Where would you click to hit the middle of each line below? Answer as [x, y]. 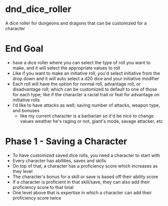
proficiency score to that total [43, 187]
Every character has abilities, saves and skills [59, 160]
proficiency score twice [37, 198]
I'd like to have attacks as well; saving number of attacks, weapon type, [86, 105]
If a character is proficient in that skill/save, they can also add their [81, 182]
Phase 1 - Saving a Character [66, 142]
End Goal [24, 49]
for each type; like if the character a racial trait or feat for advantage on [86, 94]
